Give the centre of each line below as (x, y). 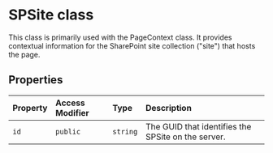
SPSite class (51, 15)
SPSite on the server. (185, 137)
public (68, 132)
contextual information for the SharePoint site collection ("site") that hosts (132, 45)
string (125, 132)
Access (70, 103)
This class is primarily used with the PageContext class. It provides (120, 37)
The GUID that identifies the (198, 126)
